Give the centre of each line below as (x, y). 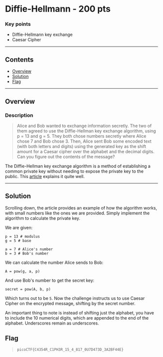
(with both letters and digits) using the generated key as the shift (81, 146)
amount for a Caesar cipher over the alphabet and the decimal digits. (86, 151)
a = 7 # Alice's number (29, 249)
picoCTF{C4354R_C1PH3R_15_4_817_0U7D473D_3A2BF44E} (70, 349)
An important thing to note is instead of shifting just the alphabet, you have (80, 313)
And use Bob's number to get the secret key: (50, 280)
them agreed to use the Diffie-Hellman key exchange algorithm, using (86, 131)
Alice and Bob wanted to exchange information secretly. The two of (84, 126)
